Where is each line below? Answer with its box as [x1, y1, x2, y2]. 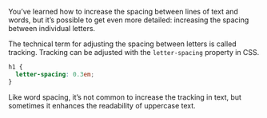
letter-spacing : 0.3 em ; [15, 70, 94, 78]
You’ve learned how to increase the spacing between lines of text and [8, 7, 238, 16]
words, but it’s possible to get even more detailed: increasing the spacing [8, 15, 249, 25]
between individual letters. [8, 24, 96, 33]
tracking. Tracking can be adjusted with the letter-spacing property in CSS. [8, 48, 260, 57]
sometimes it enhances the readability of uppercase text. [8, 100, 196, 110]
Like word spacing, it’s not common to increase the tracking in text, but [8, 92, 242, 102]
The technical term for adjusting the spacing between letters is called [8, 39, 237, 49]
